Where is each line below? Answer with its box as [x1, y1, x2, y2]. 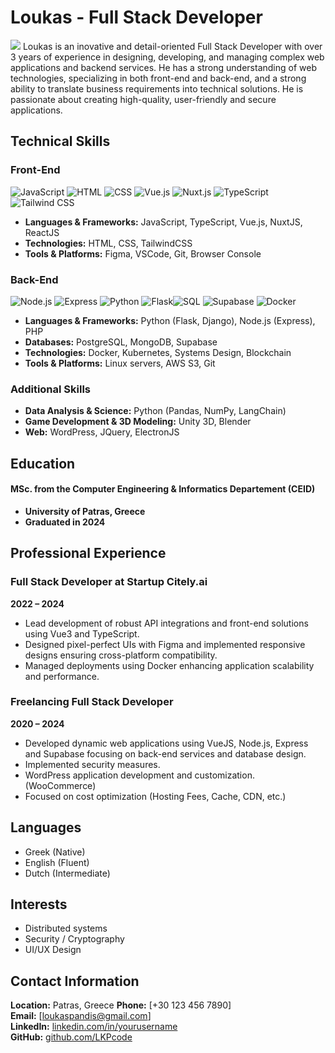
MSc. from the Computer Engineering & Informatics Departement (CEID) [10, 483, 316, 495]
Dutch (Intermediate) [24, 867, 111, 879]
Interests [10, 896, 68, 913]
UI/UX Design [24, 944, 82, 956]
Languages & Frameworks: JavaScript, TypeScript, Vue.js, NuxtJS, [24, 216, 303, 228]
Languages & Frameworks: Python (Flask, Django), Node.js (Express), [24, 314, 316, 326]
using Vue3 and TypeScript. [24, 627, 140, 640]
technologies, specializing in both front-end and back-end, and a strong [10, 72, 307, 84]
